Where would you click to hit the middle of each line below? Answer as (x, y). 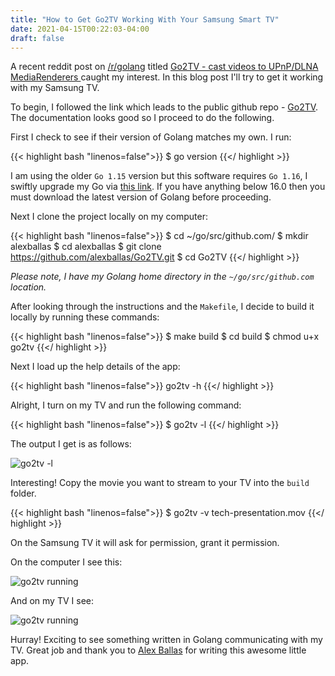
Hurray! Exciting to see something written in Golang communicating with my (166, 640)
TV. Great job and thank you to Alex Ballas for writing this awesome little (158, 650)
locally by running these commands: (85, 317)
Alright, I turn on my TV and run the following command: (126, 405)
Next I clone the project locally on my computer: (109, 217)
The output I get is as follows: (71, 444)
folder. (23, 493)
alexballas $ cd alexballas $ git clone (86, 247)
